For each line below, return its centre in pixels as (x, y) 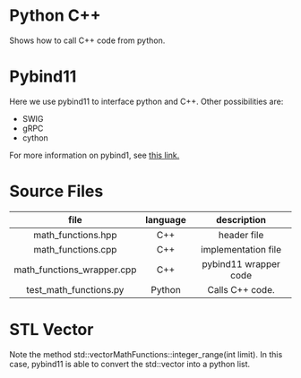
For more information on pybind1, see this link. (95, 155)
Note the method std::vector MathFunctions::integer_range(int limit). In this (146, 354)
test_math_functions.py (75, 289)
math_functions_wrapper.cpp (75, 270)
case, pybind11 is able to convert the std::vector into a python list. (130, 364)
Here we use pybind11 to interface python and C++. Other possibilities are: (146, 101)
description (241, 219)
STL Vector (52, 330)
